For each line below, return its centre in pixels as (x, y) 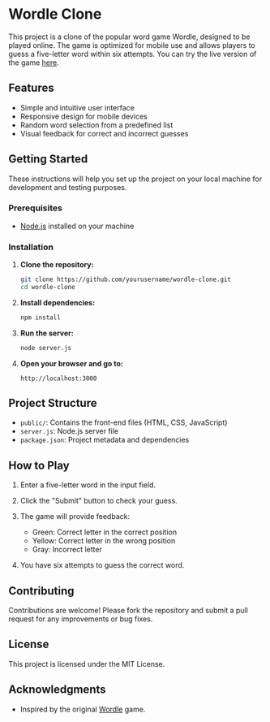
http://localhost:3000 (58, 378)
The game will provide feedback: (75, 517)
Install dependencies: (58, 302)
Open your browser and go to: (71, 363)
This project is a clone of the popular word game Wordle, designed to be (129, 37)
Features (31, 88)
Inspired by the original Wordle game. (83, 709)
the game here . (34, 63)
